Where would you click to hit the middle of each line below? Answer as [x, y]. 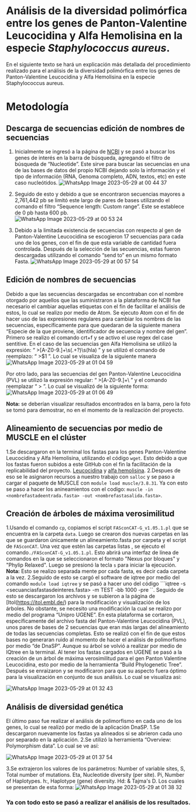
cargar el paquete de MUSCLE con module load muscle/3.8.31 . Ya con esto [97, 483]
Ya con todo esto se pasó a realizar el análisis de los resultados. [98, 803]
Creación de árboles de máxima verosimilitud [90, 514]
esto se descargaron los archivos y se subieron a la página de [81, 596]
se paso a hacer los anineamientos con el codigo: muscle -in [80, 489]
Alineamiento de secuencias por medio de [84, 429]
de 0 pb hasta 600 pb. [41, 213]
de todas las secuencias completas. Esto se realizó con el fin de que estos [96, 633]
